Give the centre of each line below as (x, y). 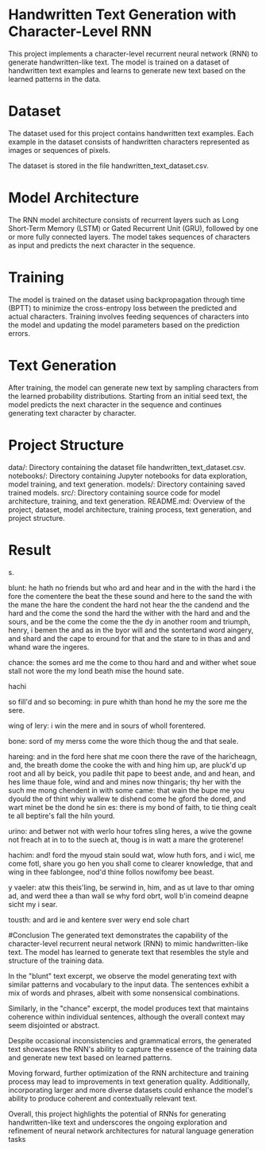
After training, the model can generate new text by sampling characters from (133, 387)
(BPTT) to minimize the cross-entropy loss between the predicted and (123, 307)
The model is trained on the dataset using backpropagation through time (127, 299)
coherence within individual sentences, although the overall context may (127, 1016)
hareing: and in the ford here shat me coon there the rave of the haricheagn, (133, 756)
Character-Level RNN (80, 31)
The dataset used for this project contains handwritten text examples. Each (131, 133)
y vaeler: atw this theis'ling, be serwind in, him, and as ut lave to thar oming (131, 887)
